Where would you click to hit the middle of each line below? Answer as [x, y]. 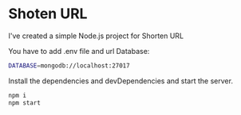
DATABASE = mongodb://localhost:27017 [69, 65]
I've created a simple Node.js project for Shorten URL [96, 36]
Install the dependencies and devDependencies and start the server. [121, 81]
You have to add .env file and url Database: [79, 51]
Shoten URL [48, 14]
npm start [25, 103]
